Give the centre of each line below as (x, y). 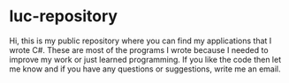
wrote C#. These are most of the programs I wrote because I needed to (139, 49)
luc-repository (63, 16)
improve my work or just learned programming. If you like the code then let (145, 59)
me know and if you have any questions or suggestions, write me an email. (145, 69)
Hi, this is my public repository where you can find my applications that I (141, 41)
